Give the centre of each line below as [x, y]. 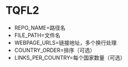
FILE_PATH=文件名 [37, 35]
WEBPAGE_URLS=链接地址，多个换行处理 [65, 42]
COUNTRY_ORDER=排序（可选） [55, 50]
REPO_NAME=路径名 [40, 28]
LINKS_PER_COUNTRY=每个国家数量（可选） [70, 57]
